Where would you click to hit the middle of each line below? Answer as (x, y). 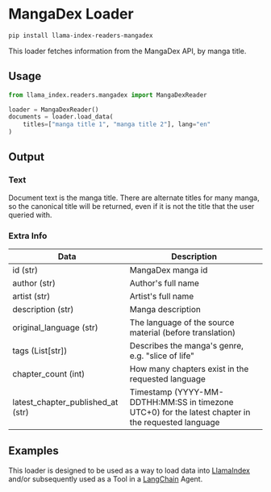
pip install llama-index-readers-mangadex (81, 35)
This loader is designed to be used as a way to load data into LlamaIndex (129, 470)
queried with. (30, 215)
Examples (33, 451)
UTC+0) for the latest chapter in (190, 412)
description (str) (43, 309)
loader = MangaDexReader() (54, 110)
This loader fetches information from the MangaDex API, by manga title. (127, 51)
